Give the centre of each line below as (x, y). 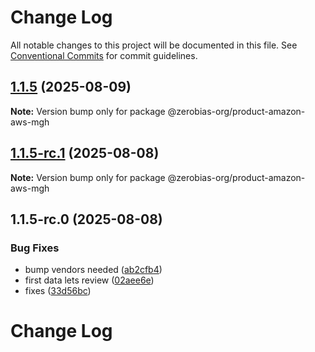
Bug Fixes (35, 248)
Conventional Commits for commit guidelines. (104, 55)
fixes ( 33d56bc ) (58, 291)
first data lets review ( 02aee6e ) (89, 280)
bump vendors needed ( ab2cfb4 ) (93, 270)
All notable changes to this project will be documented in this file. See (154, 45)
